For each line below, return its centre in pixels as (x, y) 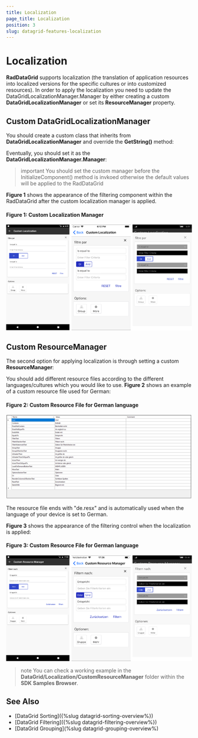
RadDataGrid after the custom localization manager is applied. (81, 201)
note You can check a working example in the (76, 670)
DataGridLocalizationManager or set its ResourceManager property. (91, 103)
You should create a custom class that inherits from (69, 135)
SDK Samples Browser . (49, 683)
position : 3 (21, 25)
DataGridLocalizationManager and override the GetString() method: (90, 142)
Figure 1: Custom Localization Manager (55, 214)
